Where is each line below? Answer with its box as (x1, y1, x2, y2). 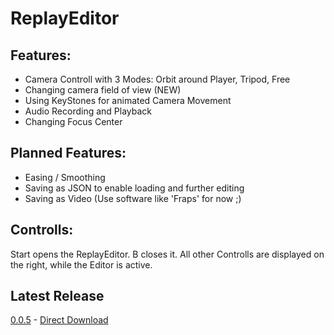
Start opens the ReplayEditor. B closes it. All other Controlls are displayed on (10, 248, 325, 260)
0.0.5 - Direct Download (10, 314, 109, 326)
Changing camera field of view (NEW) (24, 84, 182, 96)
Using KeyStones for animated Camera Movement (24, 95, 232, 106)
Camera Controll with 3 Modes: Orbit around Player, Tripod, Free (24, 73, 291, 85)
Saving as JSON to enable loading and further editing (24, 182, 245, 194)
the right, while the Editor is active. (10, 258, 153, 271)
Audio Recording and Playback (24, 105, 153, 117)
